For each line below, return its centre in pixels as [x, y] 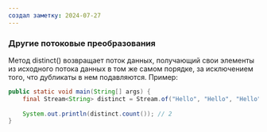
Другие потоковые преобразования [82, 43]
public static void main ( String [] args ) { [79, 92]
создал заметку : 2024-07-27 [55, 15]
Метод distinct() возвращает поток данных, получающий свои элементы [132, 60]
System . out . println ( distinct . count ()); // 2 [97, 114]
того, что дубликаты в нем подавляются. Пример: [93, 77]
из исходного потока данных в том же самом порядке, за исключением [131, 69]
